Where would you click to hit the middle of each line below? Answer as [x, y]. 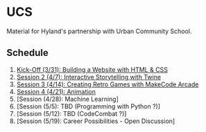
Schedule [28, 53]
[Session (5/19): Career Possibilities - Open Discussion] [96, 121]
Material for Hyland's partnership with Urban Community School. [99, 31]
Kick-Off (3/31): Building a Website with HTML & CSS [92, 69]
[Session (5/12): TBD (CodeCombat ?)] [71, 113]
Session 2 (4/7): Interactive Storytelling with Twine [88, 77]
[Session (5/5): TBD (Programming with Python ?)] [88, 106]
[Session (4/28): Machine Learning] [68, 99]
